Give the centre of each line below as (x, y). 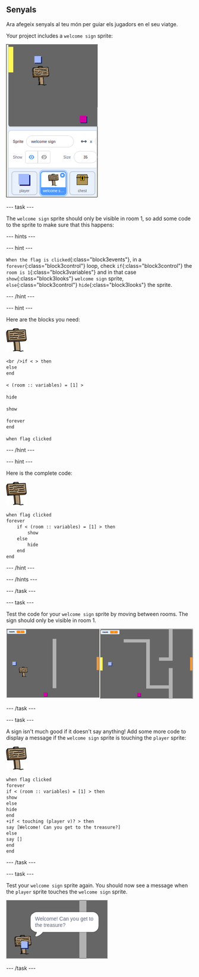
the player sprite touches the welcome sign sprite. (67, 892)
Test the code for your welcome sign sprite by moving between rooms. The (97, 614)
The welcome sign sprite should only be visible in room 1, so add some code (99, 218)
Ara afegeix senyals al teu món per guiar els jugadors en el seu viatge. (92, 24)
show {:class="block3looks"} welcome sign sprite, (65, 278)
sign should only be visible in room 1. (51, 620)
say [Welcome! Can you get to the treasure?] (63, 828)
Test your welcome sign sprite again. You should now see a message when (97, 886)
